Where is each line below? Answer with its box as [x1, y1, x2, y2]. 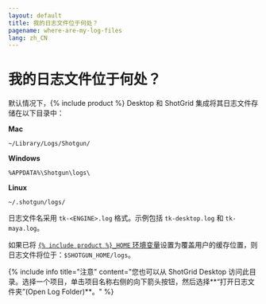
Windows [8, 154, 40, 163]
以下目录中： [21, 108, 64, 118]
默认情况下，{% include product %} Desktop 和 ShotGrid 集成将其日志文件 [8, 99, 252, 108]
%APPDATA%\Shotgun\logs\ [8, 169, 91, 177]
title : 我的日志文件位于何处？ [8, 19, 98, 27]
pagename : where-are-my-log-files [8, 26, 123, 34]
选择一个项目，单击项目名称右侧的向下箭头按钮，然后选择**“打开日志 [21, 277, 249, 286]
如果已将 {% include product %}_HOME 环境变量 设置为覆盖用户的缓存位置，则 [8, 240, 258, 250]
